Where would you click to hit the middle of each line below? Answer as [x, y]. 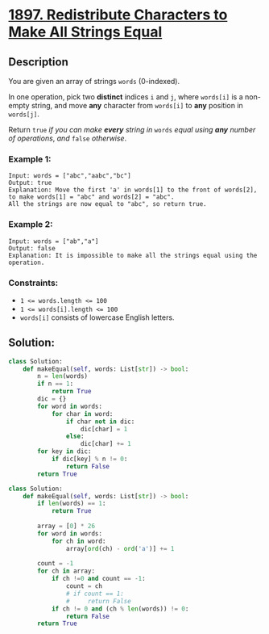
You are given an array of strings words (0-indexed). [94, 81]
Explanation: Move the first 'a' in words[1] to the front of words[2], [133, 190]
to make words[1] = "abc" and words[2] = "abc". [91, 197]
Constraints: [33, 283]
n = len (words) [63, 376]
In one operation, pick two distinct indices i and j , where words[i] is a [126, 97]
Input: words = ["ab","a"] [54, 241]
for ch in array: [66, 571]
